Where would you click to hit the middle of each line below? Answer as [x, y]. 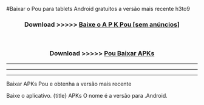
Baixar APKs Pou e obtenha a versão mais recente [69, 84]
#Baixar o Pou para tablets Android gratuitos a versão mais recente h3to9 [98, 9]
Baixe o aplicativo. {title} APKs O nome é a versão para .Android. [87, 95]
